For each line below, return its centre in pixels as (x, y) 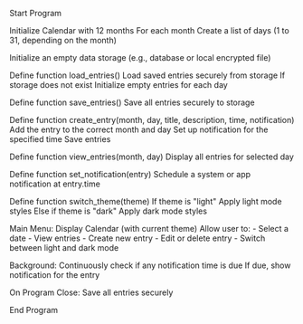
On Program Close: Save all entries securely (91, 292)
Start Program (35, 13)
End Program (34, 310)
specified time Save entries (60, 139)
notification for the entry (55, 275)
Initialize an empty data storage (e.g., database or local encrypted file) (140, 57)
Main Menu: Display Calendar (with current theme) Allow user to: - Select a (149, 229)
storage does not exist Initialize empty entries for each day (118, 85)
